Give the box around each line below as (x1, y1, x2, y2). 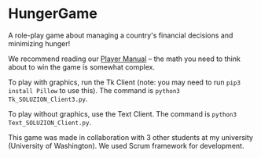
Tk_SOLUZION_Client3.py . (8, 94, 88, 103)
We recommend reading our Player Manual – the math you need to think (8, 54, 241, 63)
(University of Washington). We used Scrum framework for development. (8, 141, 244, 150)
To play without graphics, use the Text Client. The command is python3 (8, 109, 237, 118)
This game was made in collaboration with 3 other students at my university (8, 132, 254, 142)
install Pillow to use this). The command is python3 (8, 85, 181, 95)
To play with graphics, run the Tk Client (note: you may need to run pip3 (8, 77, 241, 87)
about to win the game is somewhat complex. (8, 62, 156, 71)
